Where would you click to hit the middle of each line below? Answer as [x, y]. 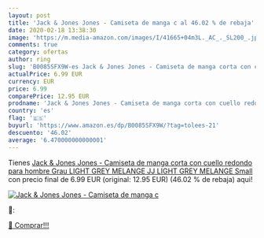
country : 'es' [31, 111]
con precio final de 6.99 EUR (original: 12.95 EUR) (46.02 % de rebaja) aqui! [130, 179]
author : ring [29, 60]
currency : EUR [31, 81]
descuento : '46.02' [40, 132]
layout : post [29, 15]
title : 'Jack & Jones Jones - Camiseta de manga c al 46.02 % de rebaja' [132, 23]
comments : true [33, 45]
